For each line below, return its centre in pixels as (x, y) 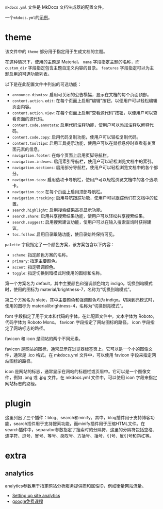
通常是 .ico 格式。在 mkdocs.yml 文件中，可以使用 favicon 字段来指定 (82, 355)
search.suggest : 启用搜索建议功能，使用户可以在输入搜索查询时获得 (80, 222)
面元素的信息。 (27, 149)
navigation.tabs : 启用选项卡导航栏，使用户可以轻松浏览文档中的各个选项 (85, 179)
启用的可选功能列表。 (30, 74)
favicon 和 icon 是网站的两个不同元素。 (44, 339)
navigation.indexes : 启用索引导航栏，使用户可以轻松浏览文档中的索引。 (84, 161)
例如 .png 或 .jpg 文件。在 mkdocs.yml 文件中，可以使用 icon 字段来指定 (85, 377)
